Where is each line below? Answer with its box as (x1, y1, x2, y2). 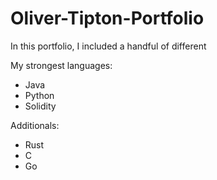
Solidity (24, 100, 57, 112)
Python (24, 89, 55, 101)
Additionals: (10, 119, 60, 131)
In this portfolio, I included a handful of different (10, 40, 207, 52)
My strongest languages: (10, 59, 113, 71)
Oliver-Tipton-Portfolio (10, 7, 205, 30)
